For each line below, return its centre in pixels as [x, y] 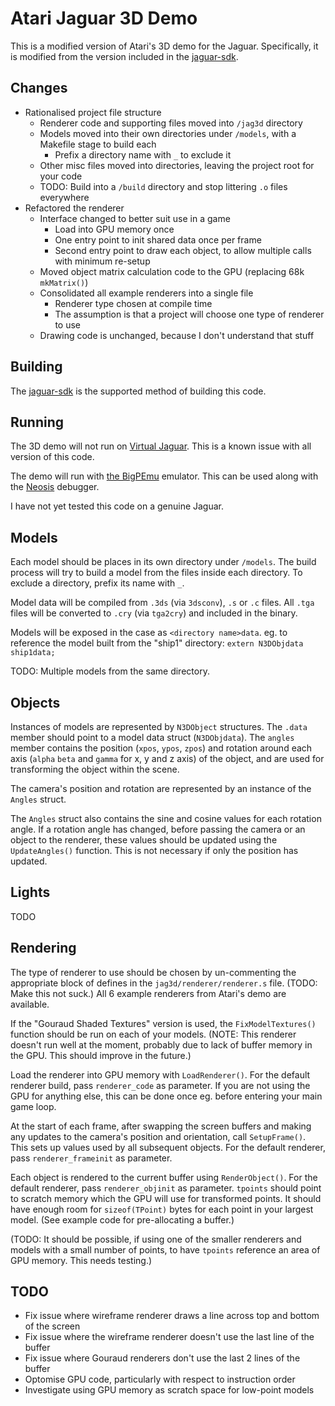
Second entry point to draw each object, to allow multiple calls [183, 250]
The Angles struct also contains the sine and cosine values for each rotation [166, 818]
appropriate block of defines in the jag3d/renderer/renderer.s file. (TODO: [164, 983]
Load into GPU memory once [114, 229]
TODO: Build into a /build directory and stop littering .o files [163, 186]
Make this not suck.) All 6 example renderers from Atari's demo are [148, 993]
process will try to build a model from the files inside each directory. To [156, 573]
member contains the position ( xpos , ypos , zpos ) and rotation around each [161, 748]
